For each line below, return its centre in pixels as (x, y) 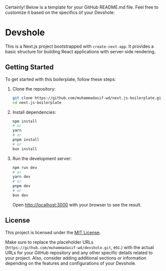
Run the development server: (42, 158)
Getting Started (29, 67)
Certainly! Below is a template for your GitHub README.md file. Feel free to (82, 7)
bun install (25, 149)
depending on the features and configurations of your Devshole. (71, 263)
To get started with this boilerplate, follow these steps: (61, 79)
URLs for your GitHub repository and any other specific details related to (79, 253)
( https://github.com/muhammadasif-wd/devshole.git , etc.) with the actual (80, 247)
